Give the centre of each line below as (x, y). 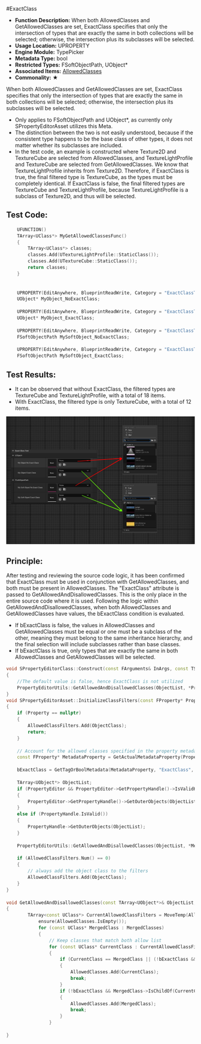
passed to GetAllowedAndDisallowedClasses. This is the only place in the (97, 595)
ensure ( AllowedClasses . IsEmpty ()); (83, 922)
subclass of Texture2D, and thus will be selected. (75, 196)
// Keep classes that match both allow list (105, 940)
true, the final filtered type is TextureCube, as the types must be (94, 177)
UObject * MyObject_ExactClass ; (56, 318)
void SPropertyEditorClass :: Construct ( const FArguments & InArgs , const (97, 669)
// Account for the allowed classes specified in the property (98, 751)
